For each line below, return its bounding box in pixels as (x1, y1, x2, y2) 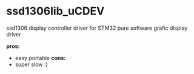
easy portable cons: (15, 54, 66, 61)
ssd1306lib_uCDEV (6, 4, 105, 18)
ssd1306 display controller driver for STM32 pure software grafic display (6, 24, 188, 32)
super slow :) (15, 61, 48, 68)
